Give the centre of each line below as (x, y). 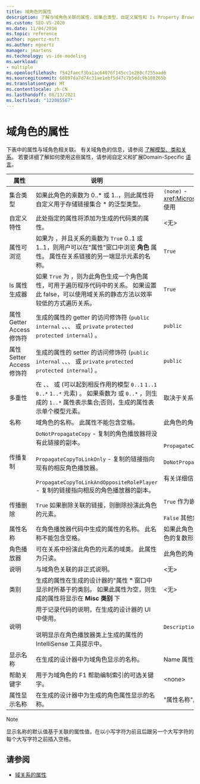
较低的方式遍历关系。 (65, 303)
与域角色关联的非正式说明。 (74, 569)
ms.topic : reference (32, 34)
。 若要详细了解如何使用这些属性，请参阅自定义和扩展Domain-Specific (98, 157)
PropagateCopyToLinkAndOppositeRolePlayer (96, 482)
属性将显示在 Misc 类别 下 (84, 598)
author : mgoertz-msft (33, 39)
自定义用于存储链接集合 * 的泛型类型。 (90, 204)
